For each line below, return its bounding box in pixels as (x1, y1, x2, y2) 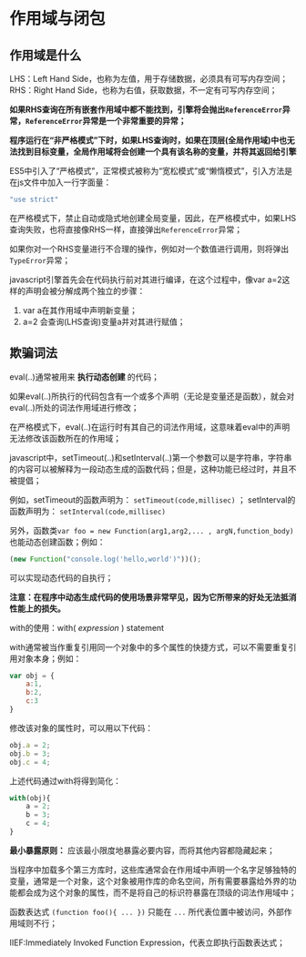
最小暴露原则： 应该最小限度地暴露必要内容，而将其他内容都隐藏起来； (9, 844, 275, 856)
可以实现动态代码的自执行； (9, 572, 114, 583)
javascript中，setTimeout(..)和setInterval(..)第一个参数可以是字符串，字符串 (9, 452, 292, 463)
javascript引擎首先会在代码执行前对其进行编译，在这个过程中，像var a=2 (9, 274, 282, 285)
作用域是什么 (9, 47, 82, 63)
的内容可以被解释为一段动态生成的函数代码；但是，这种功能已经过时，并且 (9, 463, 289, 474)
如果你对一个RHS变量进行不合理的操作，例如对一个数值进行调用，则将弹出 (9, 243, 290, 254)
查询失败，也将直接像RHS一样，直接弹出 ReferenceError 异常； (9, 224, 243, 235)
